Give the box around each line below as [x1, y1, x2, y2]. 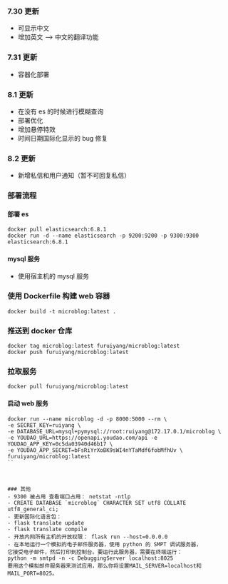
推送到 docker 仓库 [7, 326, 73, 336]
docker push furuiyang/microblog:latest [7, 348, 130, 356]
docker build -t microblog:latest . [7, 308, 116, 315]
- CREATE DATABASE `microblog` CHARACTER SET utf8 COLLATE [7, 499, 187, 506]
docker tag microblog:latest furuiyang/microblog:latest [7, 343, 180, 350]
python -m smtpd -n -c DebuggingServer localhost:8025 [7, 555, 174, 562]
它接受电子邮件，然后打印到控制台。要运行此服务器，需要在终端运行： [7, 548, 183, 555]
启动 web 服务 [7, 399, 48, 408]
